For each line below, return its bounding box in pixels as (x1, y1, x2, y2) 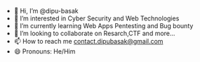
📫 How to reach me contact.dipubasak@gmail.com (13, 37, 164, 45)
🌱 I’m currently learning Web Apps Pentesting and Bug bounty (13, 22, 194, 30)
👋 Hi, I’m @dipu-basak (13, 7, 79, 15)
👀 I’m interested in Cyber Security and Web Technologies (13, 14, 180, 23)
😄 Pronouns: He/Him (13, 47, 76, 56)
